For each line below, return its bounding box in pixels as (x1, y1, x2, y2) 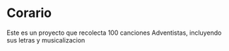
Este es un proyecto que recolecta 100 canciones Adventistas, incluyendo (6, 28, 222, 37)
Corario (6, 5, 52, 21)
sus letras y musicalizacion (6, 35, 86, 44)
